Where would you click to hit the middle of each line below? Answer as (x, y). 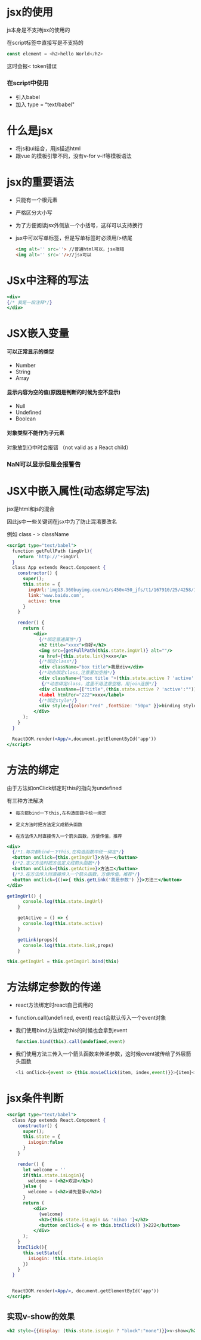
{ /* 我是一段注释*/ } (30, 302)
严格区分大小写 (34, 212)
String (23, 372)
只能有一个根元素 (36, 200)
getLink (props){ (38, 940)
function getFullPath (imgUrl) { (52, 551)
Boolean (26, 419)
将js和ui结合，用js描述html (48, 148)
